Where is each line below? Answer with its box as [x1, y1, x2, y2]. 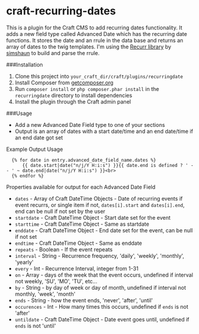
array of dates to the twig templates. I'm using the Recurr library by [6, 43, 172, 50]
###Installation [6, 61, 43, 68]
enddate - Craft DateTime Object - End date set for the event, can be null [14, 226, 193, 234]
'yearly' [14, 259, 34, 266]
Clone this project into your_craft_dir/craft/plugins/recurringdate [14, 72, 183, 80]
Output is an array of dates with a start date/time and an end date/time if [14, 127, 193, 135]
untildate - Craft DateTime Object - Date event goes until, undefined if [14, 315, 189, 323]
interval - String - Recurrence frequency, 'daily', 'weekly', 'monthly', [14, 252, 185, 259]
